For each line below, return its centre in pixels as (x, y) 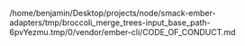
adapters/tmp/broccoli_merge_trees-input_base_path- (110, 23)
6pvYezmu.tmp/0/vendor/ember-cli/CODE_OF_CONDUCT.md (122, 32)
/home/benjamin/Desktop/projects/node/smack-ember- (113, 13)
